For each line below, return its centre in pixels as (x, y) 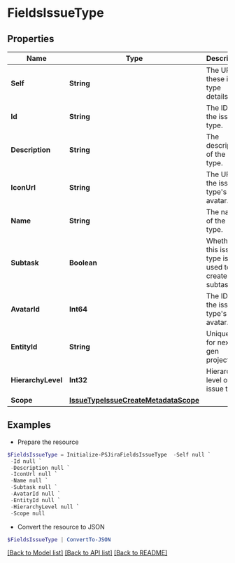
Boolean (83, 263)
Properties (31, 39)
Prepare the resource (48, 442)
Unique (218, 334)
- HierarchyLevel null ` (45, 507)
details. (218, 96)
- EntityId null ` (35, 500)
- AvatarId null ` (35, 494)
